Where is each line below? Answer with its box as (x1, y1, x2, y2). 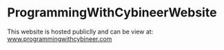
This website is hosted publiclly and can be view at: (7, 27, 154, 36)
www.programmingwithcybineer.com (7, 34, 112, 42)
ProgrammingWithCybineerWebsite (7, 5, 217, 21)
